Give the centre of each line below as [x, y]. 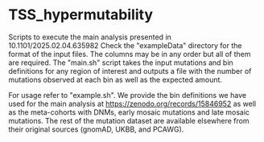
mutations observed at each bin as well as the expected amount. [115, 79]
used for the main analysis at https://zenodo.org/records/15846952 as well [132, 103]
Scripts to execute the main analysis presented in [90, 37]
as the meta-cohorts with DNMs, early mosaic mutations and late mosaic [129, 112]
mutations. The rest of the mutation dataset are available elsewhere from [129, 120]
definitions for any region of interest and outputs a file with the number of [130, 71]
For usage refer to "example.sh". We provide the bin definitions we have [128, 95]
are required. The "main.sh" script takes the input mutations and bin [121, 63]
